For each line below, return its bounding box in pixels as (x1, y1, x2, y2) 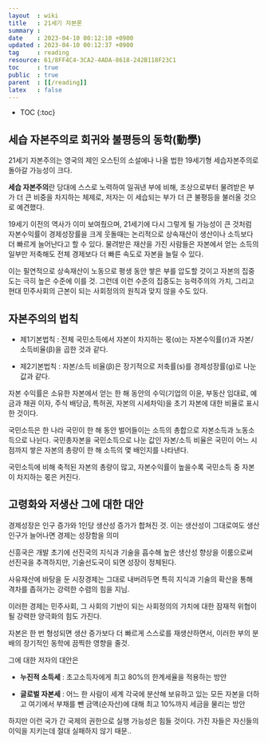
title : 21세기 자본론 (8, 19, 82, 27)
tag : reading (8, 49, 69, 57)
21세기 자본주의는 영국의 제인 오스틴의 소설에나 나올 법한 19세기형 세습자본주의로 (8, 156, 259, 165)
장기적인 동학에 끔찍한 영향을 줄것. (22, 638, 130, 647)
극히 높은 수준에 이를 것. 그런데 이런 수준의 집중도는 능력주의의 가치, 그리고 (22, 276, 255, 286)
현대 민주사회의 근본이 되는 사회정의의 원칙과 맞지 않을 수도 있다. (8, 287, 209, 296)
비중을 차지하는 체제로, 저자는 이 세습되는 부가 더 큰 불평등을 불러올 (33, 192, 242, 202)
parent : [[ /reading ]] (8, 78, 88, 86)
